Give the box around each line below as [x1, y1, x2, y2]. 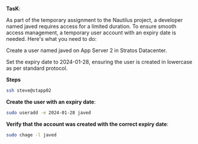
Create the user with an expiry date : [6, 98, 96, 105]
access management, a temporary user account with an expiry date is [6, 29, 176, 36]
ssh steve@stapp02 [6, 88, 51, 94]
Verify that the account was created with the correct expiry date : [6, 120, 168, 127]
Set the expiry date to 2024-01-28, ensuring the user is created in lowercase [6, 59, 193, 65]
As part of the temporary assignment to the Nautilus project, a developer [6, 17, 183, 23]
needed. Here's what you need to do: [6, 36, 97, 42]
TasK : [6, 5, 21, 12]
